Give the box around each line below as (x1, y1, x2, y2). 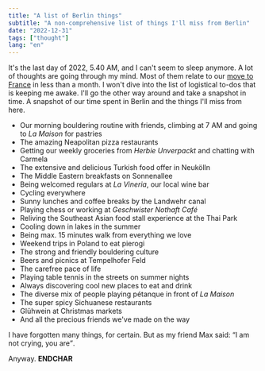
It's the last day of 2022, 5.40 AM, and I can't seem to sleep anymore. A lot (8, 63, 254, 72)
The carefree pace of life (19, 264, 102, 274)
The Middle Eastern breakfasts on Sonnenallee (19, 172, 173, 181)
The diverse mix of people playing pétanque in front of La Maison (19, 289, 235, 299)
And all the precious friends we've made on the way (19, 315, 190, 324)
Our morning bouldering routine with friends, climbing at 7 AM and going (19, 121, 258, 130)
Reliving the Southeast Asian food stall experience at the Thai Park (19, 214, 238, 223)
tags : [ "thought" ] (8, 33, 69, 42)
